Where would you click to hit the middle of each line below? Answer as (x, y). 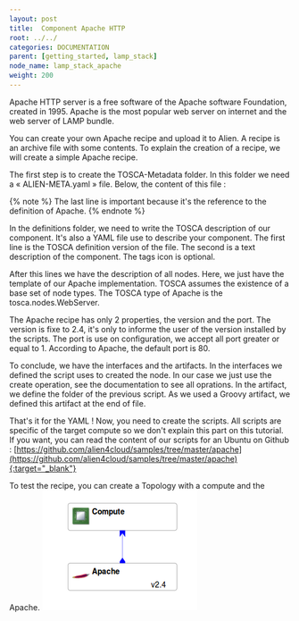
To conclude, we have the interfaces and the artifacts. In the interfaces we (146, 365)
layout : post (33, 19)
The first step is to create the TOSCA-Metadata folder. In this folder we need (149, 174)
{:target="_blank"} (43, 468)
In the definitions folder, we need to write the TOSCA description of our (140, 228)
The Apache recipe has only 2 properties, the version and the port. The (140, 319)
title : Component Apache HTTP (67, 28)
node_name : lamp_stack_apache (66, 66)
